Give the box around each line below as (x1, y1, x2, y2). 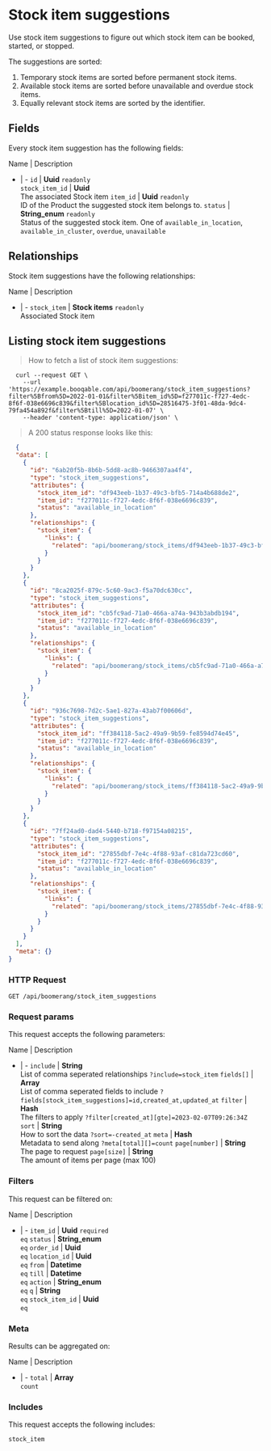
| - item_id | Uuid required (19, 1225, 109, 1235)
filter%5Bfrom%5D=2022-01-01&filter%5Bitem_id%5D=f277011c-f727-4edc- (8, 392, 251, 401)
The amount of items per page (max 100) (19, 1155, 156, 1165)
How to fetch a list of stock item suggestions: (27, 356, 179, 366)
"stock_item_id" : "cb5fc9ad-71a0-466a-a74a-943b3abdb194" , (37, 609, 240, 617)
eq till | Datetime (19, 1268, 82, 1278)
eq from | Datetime (19, 1259, 82, 1269)
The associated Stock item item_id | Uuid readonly (19, 192, 190, 201)
